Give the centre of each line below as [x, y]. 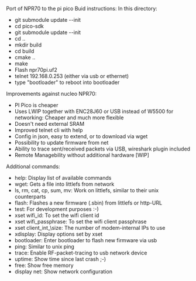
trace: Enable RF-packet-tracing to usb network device [81, 253]
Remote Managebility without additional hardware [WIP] [82, 155]
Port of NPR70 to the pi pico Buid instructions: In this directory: [82, 9]
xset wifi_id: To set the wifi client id [57, 215]
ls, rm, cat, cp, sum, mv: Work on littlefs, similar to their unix [87, 190]
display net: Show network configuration [63, 272]
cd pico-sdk [29, 26]
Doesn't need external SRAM [49, 124]
